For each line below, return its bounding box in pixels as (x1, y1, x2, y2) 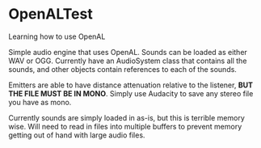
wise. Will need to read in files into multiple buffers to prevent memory (8, 121, 242, 131)
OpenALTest (8, 5, 93, 23)
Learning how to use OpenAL (8, 32, 106, 41)
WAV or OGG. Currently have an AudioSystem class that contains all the (8, 56, 247, 66)
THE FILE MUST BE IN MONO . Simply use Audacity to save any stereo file (8, 88, 254, 98)
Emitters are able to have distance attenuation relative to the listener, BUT (8, 80, 253, 90)
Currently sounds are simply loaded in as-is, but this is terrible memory (8, 112, 245, 122)
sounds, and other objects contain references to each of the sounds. (8, 64, 237, 74)
